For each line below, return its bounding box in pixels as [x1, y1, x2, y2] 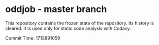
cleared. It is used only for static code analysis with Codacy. [5, 25, 131, 31]
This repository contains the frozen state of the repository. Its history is [5, 20, 154, 26]
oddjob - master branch [5, 3, 107, 15]
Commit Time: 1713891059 [5, 35, 60, 41]
